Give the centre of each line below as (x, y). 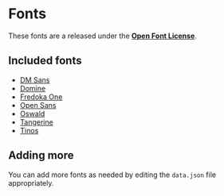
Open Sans (38, 105)
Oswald (32, 113)
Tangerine (36, 122)
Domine (33, 88)
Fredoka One (41, 97)
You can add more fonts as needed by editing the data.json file (112, 175)
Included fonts (45, 61)
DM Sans (35, 79)
